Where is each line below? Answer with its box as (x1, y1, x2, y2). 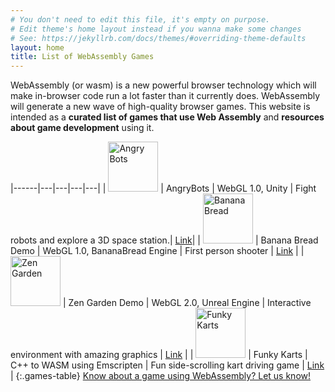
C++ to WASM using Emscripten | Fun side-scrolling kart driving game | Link (10, 359, 325, 371)
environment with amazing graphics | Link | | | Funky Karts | (10, 349, 308, 361)
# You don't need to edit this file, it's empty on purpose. (10, 14, 271, 25)
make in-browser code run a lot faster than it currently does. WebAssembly (10, 90, 321, 102)
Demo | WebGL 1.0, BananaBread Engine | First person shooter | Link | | (10, 245, 305, 257)
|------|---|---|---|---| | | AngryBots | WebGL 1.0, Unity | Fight (10, 182, 317, 195)
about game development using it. (10, 122, 155, 134)
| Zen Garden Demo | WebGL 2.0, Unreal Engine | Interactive (62, 297, 312, 309)
